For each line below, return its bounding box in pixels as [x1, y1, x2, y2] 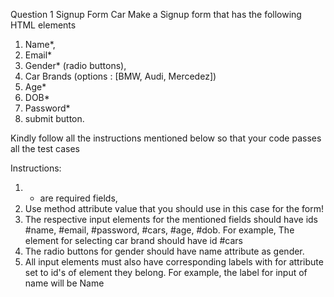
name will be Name [24, 277, 105, 289]
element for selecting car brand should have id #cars [24, 235, 243, 246]
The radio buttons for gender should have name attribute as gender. [24, 245, 305, 257]
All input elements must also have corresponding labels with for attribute [24, 256, 324, 268]
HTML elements [10, 19, 77, 31]
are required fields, [39, 192, 118, 204]
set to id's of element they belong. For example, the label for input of [24, 267, 308, 278]
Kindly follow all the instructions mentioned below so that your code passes [10, 132, 322, 144]
